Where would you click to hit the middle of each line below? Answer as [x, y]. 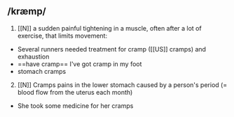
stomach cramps [42, 71]
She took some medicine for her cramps [75, 106]
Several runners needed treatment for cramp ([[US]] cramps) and [112, 49]
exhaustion [33, 56]
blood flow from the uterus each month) [75, 92]
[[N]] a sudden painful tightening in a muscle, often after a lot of [109, 28]
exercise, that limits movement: [62, 36]
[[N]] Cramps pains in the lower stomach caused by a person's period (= [122, 85]
